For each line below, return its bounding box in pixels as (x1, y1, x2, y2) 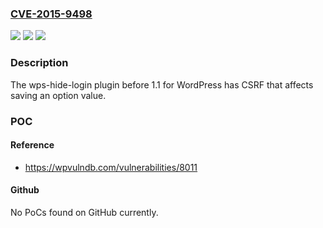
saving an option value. (10, 89, 107, 101)
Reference (10, 139, 55, 151)
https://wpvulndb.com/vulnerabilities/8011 (24, 161, 198, 173)
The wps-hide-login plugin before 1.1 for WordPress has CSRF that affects (10, 78, 314, 91)
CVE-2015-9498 (10, 7, 93, 21)
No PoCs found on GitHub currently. (10, 206, 159, 218)
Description (10, 56, 69, 70)
